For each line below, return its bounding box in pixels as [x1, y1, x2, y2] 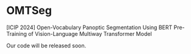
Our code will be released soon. [6, 42, 87, 49]
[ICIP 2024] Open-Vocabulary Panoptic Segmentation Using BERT [6, 24, 173, 31]
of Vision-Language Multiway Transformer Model [28, 30, 153, 37]
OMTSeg [6, 4, 52, 18]
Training [6, 30, 27, 37]
